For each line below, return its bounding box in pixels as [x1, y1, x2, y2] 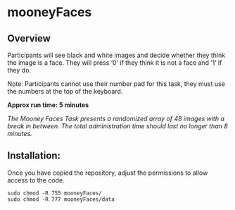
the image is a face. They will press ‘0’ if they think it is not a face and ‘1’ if [7, 58, 222, 67]
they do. [7, 66, 32, 74]
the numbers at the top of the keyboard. [7, 87, 123, 95]
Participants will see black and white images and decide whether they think [7, 51, 226, 59]
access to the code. [7, 175, 65, 184]
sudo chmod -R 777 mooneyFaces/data [7, 195, 115, 203]
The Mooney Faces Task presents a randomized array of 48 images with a [7, 114, 225, 123]
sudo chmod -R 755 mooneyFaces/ [7, 190, 102, 197]
